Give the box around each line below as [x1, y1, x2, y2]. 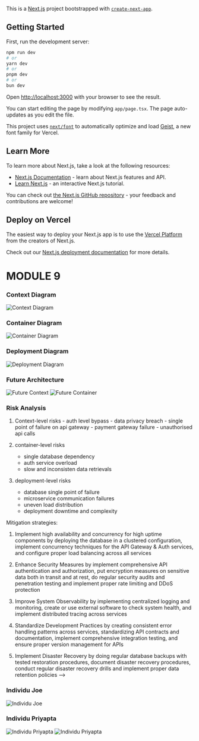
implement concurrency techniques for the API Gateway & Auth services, [14, 543, 194, 550]
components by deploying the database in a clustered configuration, [14, 537, 182, 544]
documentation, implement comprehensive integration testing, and [14, 635, 178, 642]
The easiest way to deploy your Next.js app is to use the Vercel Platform [6, 231, 183, 238]
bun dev [6, 83, 26, 89]
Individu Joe [6, 686, 43, 695]
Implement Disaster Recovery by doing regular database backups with [14, 652, 187, 660]
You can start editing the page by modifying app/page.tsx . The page [6, 105, 173, 112]
